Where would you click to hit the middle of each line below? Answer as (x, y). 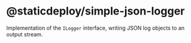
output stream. (25, 34)
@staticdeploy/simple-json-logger (95, 11)
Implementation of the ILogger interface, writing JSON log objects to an (95, 28)
